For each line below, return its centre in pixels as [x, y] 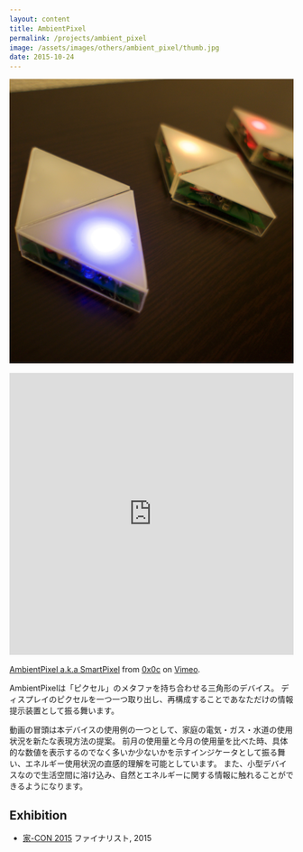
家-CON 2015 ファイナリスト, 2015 [87, 838]
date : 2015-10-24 [42, 57]
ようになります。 [56, 786]
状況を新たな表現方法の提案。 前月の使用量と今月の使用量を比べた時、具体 [149, 741]
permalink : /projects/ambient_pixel [78, 38]
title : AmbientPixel [48, 28]
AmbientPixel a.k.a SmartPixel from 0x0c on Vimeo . [105, 670]
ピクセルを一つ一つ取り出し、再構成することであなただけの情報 [175, 699]
